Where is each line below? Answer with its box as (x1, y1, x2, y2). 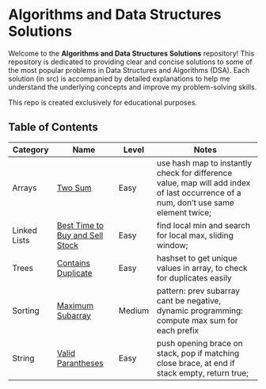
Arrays (12, 182, 37, 193)
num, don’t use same (157, 196, 235, 208)
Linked (12, 224, 37, 235)
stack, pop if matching (157, 347, 240, 358)
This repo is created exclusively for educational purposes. (8, 97, 198, 107)
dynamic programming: (157, 305, 244, 316)
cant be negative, (157, 295, 222, 306)
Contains (56, 257, 91, 269)
